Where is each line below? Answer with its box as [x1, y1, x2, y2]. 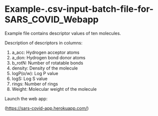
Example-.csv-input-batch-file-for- [4, 3, 154, 15]
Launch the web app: [4, 95, 48, 102]
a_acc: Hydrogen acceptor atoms [11, 49, 79, 55]
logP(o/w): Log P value [11, 70, 59, 76]
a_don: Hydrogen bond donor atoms [11, 54, 86, 60]
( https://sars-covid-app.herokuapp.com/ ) [4, 105, 89, 111]
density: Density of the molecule [11, 65, 78, 71]
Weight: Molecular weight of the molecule [11, 86, 97, 92]
